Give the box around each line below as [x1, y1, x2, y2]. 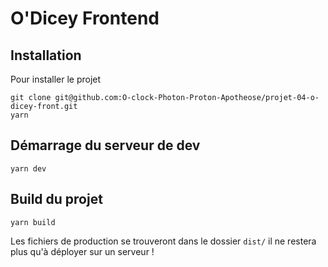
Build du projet [10, 191, 103, 208]
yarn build [10, 217, 56, 227]
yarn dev [10, 163, 47, 174]
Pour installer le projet [10, 73, 102, 85]
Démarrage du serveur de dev [10, 137, 201, 154]
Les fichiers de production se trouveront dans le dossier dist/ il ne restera [10, 235, 317, 247]
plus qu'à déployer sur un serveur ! [10, 245, 155, 257]
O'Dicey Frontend [10, 7, 160, 30]
